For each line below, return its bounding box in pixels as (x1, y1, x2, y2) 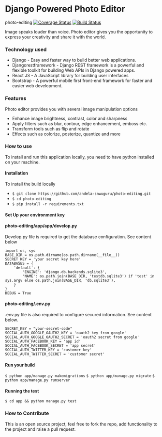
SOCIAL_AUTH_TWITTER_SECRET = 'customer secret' (5, 352, 105, 357)
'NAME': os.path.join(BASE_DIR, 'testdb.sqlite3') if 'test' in (22, 274, 155, 278)
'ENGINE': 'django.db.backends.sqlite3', (22, 269, 107, 275)
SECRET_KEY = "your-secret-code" (5, 326, 73, 331)
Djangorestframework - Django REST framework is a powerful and (12, 62, 144, 68)
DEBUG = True (5, 291, 31, 295)
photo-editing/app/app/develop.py (5, 223, 77, 229)
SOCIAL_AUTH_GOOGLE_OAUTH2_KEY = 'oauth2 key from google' (5, 331, 127, 336)
